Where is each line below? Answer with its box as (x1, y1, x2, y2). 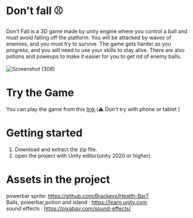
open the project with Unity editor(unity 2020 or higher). (14, 152, 152, 159)
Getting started (6, 126, 83, 140)
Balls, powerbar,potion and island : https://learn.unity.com (6, 199, 147, 206)
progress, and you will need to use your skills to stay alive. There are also (6, 46, 185, 53)
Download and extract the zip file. (14, 145, 98, 153)
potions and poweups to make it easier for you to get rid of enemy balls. (6, 53, 182, 60)
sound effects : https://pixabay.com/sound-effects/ (6, 204, 131, 212)
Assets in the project (6, 173, 111, 186)
